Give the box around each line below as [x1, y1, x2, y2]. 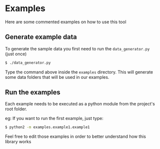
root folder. [5, 106, 28, 112]
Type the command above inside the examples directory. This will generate [5, 69, 153, 75]
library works [5, 139, 32, 145]
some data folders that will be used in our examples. [5, 74, 110, 80]
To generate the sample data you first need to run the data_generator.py [5, 45, 150, 51]
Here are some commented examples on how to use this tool [5, 19, 127, 25]
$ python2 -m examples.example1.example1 [5, 125, 90, 130]
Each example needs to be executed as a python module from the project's [5, 101, 155, 107]
